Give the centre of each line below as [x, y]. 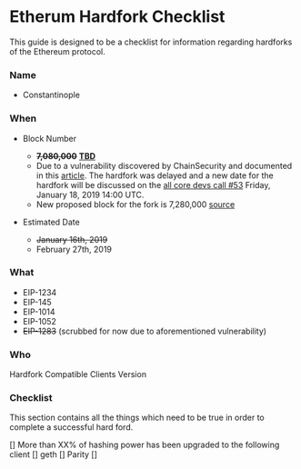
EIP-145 [37, 302]
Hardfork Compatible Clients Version [78, 374]
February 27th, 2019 [74, 249]
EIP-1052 [40, 321]
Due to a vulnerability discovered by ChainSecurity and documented [164, 165]
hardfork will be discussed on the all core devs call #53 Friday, [153, 185]
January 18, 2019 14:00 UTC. [90, 195]
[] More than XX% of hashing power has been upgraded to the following [145, 445]
